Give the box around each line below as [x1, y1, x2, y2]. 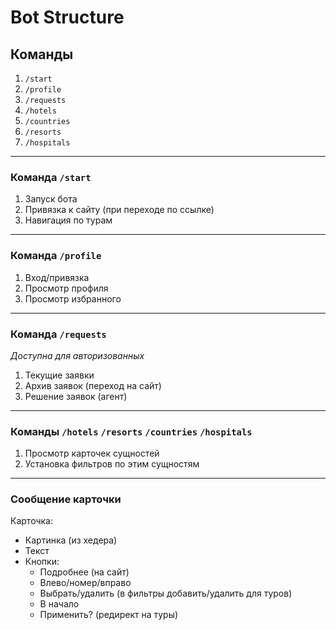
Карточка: [10, 515, 53, 527]
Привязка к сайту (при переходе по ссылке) [24, 204, 215, 216]
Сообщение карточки [10, 492, 122, 506]
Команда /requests [10, 327, 107, 341]
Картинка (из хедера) [24, 534, 118, 546]
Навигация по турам [24, 214, 113, 226]
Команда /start [10, 170, 92, 184]
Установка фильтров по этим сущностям [24, 458, 200, 470]
